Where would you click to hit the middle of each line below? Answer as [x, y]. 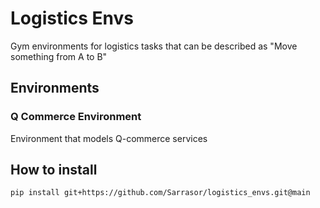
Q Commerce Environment [76, 117]
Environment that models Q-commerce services [109, 138]
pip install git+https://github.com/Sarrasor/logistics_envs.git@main [160, 193]
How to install [54, 170]
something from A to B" [59, 56]
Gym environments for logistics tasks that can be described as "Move [154, 46]
